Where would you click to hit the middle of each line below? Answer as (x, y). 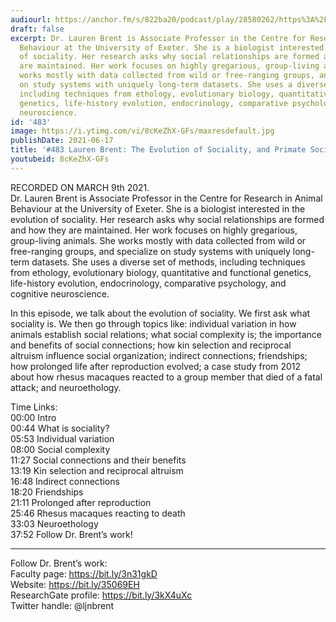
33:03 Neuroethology (54, 523)
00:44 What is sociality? (60, 428)
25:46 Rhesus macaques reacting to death (98, 513)
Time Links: (34, 407)
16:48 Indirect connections (65, 481)
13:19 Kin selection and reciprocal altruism (97, 470)
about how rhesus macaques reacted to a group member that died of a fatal (166, 377)
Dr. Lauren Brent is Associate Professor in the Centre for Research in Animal (166, 198)
